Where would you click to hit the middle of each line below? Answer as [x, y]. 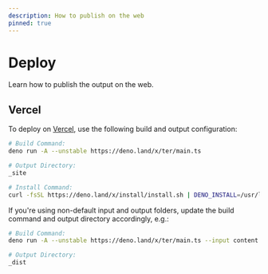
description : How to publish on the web [77, 16]
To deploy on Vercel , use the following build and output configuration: [123, 129]
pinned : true [30, 23]
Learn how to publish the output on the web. [81, 85]
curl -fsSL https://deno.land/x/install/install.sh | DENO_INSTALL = [124, 195]
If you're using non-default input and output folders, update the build [121, 210]
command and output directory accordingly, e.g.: [89, 218]
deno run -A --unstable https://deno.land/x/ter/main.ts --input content [134, 240]
